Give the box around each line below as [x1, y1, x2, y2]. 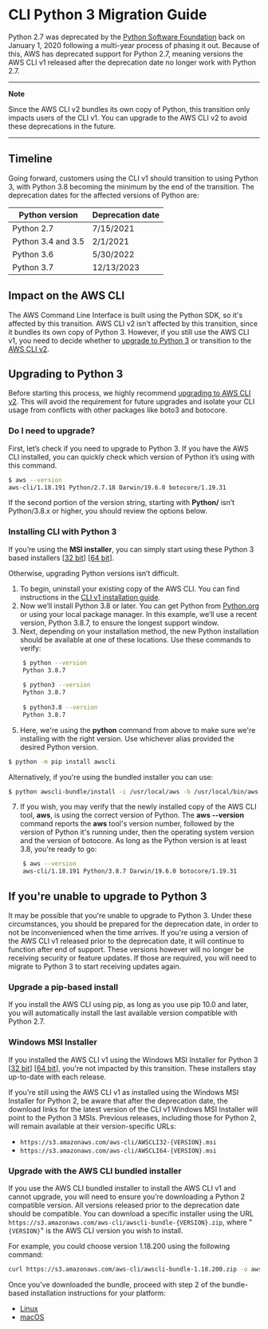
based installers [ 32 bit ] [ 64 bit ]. [8, 553, 115, 563]
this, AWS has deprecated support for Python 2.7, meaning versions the [8, 49, 243, 58]
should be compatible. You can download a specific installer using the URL [8, 1208, 254, 1218]
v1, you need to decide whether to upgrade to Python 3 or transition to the [8, 336, 252, 345]
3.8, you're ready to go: [19, 845, 97, 854]
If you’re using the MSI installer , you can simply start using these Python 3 [8, 544, 254, 554]
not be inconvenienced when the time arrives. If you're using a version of [8, 928, 249, 937]
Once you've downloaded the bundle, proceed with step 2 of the [8, 1279, 221, 1289]
